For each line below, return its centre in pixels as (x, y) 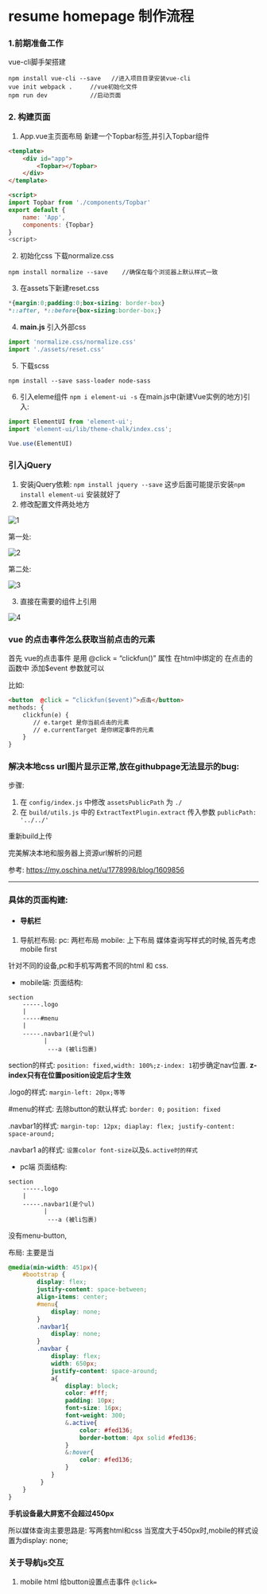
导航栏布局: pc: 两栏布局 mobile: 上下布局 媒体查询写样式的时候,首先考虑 (138, 940)
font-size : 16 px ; (94, 1408)
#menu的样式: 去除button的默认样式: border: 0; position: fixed (114, 1109)
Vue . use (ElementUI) (41, 443)
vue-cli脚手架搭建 (37, 62)
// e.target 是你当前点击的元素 (81, 722)
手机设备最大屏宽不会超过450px (61, 1513)
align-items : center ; (73, 1297)
